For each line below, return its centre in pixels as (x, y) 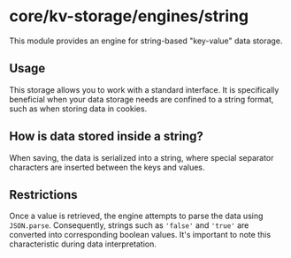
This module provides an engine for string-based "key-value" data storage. (146, 41)
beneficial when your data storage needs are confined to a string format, (142, 99)
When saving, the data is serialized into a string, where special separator (142, 157)
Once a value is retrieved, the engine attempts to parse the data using (136, 216)
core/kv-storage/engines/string (129, 16)
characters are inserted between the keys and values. (107, 167)
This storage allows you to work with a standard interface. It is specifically (144, 89)
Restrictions (43, 195)
